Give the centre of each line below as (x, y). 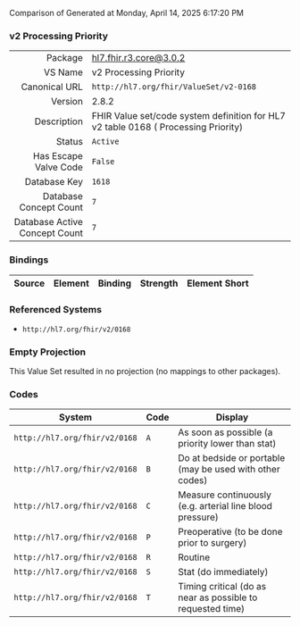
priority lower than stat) (227, 444)
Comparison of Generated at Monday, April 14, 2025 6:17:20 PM (126, 13)
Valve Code (58, 167)
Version (67, 102)
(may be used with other (229, 470)
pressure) (198, 517)
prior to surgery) (212, 543)
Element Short (218, 283)
